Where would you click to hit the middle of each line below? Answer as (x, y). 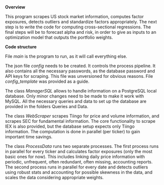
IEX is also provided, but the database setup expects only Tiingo (70, 126)
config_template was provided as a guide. (47, 81)
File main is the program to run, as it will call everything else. (66, 56)
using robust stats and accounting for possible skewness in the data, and (79, 172)
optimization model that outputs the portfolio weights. (59, 37)
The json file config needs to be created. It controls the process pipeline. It (80, 66)
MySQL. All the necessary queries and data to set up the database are (76, 101)
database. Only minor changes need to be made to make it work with (75, 96)
